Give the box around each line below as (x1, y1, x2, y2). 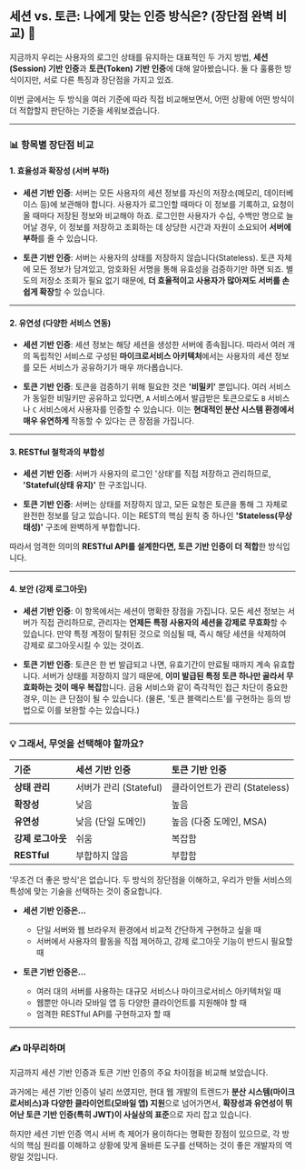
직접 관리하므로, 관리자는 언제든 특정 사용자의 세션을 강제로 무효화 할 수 (39, 616, 288, 627)
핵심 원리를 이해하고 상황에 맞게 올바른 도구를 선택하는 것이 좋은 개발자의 (25, 1140, 283, 1151)
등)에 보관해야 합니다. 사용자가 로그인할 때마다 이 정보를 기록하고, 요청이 (39, 198, 295, 209)
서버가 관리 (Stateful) (75, 781, 163, 794)
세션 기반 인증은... (22, 905, 86, 915)
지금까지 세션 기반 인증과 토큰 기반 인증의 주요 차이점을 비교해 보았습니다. (9, 1067, 269, 1078)
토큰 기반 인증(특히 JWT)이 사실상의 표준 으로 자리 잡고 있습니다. (25, 1109, 252, 1120)
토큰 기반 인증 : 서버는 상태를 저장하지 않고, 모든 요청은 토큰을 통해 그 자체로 (22, 499, 289, 510)
